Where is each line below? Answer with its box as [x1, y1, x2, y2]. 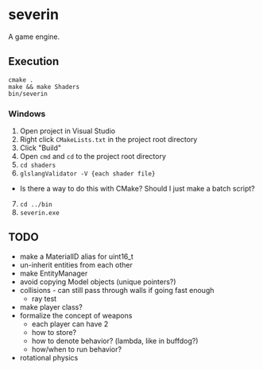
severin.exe [19, 209, 60, 218]
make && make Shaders [8, 83, 80, 91]
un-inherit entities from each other [19, 260, 133, 269]
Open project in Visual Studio [19, 126, 116, 136]
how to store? [31, 327, 77, 337]
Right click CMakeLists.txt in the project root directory [19, 135, 198, 145]
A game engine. [8, 32, 60, 41]
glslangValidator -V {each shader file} [19, 170, 156, 178]
